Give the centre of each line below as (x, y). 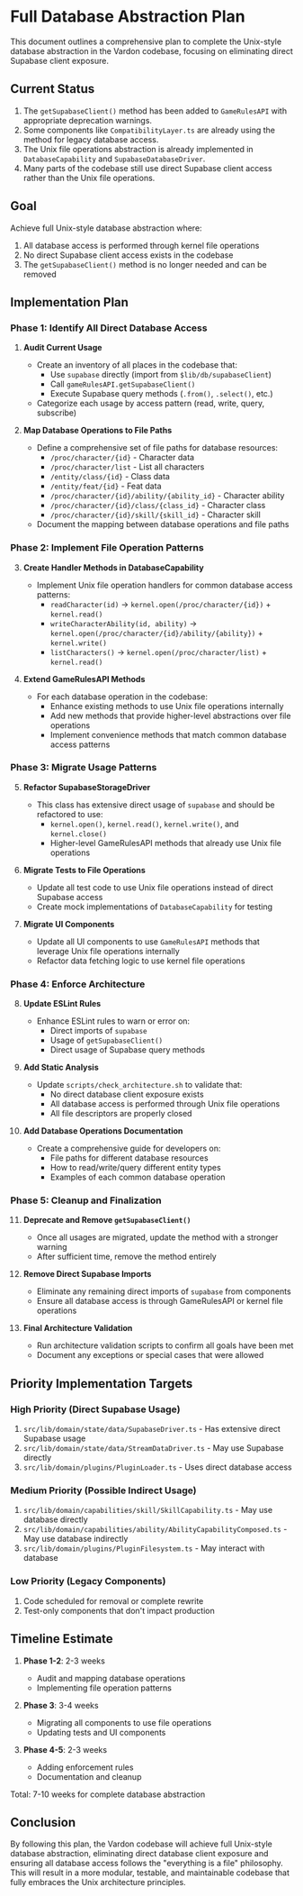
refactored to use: (70, 814)
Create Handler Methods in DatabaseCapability (114, 567)
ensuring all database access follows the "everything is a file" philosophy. (147, 1864)
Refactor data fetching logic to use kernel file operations (141, 961)
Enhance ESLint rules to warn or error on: (113, 1021)
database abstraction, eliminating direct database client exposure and (139, 1854)
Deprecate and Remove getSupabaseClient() (107, 1220)
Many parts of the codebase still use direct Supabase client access (147, 168)
